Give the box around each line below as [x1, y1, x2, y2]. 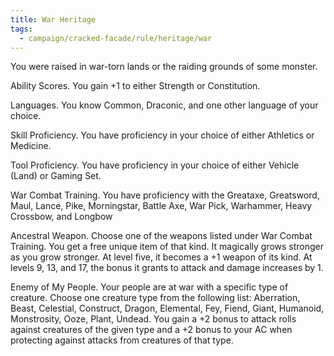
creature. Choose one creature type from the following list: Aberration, [10, 292, 301, 304]
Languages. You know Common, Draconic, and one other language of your [10, 99, 319, 111]
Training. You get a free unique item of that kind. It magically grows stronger [10, 241, 325, 253]
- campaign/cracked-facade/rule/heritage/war [19, 33, 213, 43]
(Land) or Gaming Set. [10, 170, 102, 182]
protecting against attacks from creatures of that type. [10, 334, 234, 346]
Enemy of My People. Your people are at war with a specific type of [10, 281, 289, 293]
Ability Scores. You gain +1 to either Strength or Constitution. [10, 80, 261, 92]
